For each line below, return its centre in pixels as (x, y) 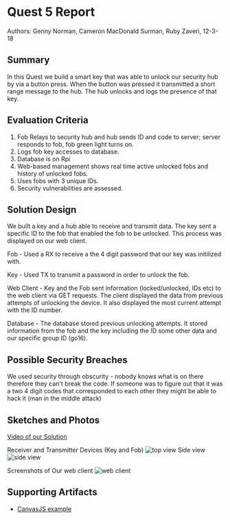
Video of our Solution (37, 437)
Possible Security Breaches (68, 360)
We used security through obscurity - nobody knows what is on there (105, 377)
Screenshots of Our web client (50, 470)
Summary (28, 60)
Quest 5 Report (51, 12)
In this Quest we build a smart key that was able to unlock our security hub (113, 76)
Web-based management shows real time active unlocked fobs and (113, 166)
